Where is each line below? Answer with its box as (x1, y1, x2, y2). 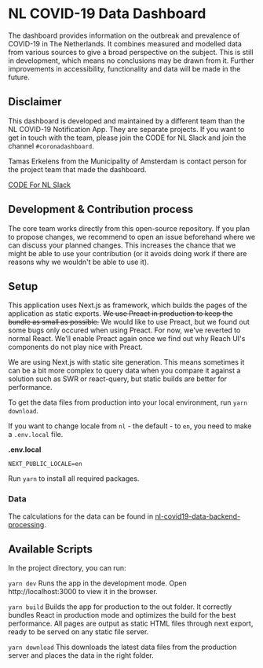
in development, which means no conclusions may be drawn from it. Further (8, 56, 254, 65)
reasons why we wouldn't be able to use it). (8, 257, 149, 266)
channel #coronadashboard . (8, 141, 94, 150)
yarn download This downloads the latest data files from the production (8, 642, 237, 652)
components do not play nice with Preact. (8, 343, 143, 352)
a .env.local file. (8, 430, 64, 439)
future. (8, 72, 30, 82)
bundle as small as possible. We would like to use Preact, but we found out (8, 317, 250, 327)
